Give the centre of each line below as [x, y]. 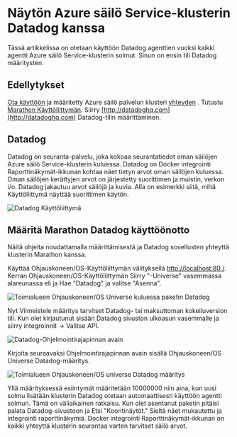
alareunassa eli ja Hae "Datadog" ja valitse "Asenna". [84, 283]
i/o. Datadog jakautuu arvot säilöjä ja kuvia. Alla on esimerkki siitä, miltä [112, 186]
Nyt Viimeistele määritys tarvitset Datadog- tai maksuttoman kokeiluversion [117, 311]
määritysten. [26, 62]
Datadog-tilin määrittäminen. [120, 117]
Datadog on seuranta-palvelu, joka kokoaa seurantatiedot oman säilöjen [112, 157]
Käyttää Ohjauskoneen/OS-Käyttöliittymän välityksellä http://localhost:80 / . [117, 268]
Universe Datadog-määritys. [49, 361]
